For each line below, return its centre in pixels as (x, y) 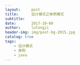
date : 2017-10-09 (29, 23)
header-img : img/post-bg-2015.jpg (40, 32)
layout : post (23, 10)
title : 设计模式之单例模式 (35, 14)
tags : (10, 42)
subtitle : (15, 19)
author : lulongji (27, 28)
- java (20, 55)
